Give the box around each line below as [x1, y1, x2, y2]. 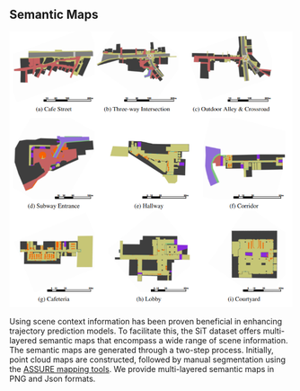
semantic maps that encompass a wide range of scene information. [39, 335, 288, 346]
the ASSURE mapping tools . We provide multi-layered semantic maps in [9, 364, 275, 375]
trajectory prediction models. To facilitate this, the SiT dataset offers [9, 325, 261, 336]
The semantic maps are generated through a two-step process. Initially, [9, 345, 274, 356]
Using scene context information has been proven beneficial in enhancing [9, 316, 283, 327]
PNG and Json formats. [9, 373, 96, 385]
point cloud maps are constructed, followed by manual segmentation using [9, 354, 286, 365]
